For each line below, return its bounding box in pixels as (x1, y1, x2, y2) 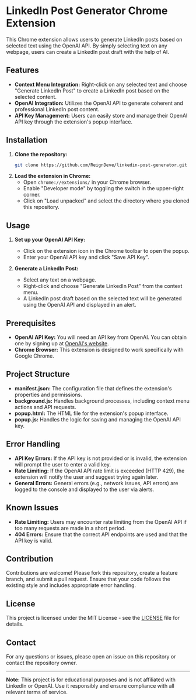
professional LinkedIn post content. (14, 105, 100, 112)
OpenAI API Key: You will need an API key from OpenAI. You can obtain (14, 334, 187, 341)
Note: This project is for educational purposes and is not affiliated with (6, 676, 176, 683)
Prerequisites (6, 318, 56, 328)
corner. (23, 191, 41, 198)
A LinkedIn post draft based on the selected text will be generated (23, 295, 182, 302)
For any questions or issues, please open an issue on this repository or (6, 653, 176, 660)
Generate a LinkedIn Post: (14, 265, 79, 272)
